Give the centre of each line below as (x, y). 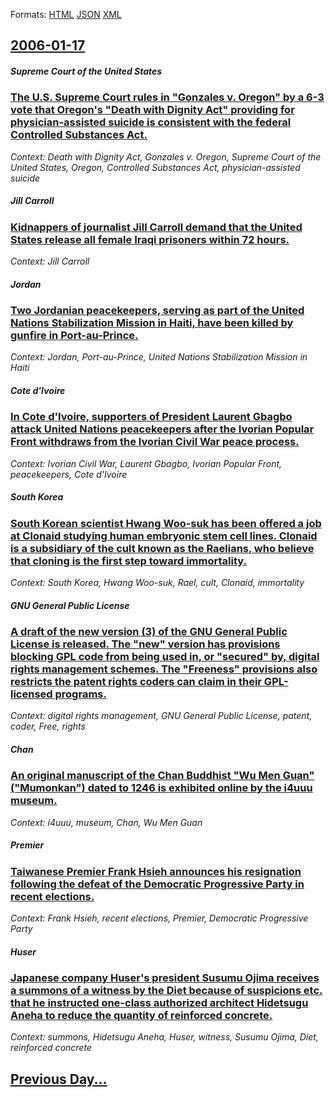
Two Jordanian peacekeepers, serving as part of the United (157, 311)
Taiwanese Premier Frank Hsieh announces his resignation (156, 871)
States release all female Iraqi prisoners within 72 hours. (150, 239)
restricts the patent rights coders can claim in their (136, 682)
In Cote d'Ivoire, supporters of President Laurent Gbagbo (151, 417)
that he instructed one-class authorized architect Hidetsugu (159, 1003)
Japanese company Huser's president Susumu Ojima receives (165, 978)
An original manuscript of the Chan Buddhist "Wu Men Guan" (162, 776)
